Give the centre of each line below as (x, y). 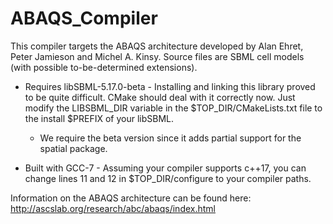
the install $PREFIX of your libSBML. (99, 118)
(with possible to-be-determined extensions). (104, 67)
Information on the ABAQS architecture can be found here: (131, 198)
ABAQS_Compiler (84, 18)
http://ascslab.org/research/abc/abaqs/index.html (113, 208)
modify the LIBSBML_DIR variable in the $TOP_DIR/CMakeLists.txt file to (173, 108)
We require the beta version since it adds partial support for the (170, 138)
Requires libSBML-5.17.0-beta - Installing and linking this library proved (170, 86)
